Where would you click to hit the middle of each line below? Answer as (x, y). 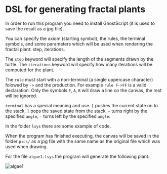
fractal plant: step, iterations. (35, 49)
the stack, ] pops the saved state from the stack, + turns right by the (76, 111)
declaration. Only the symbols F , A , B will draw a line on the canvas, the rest (83, 90)
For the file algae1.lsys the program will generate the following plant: (77, 156)
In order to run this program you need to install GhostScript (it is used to (80, 23)
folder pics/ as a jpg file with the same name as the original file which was (83, 141)
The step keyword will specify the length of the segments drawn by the (79, 59)
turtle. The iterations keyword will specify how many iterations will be (79, 64)
